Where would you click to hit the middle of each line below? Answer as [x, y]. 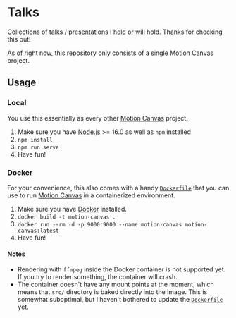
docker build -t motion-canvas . [67, 217]
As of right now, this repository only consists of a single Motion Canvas [110, 53]
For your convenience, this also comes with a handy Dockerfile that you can [118, 188]
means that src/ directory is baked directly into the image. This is [112, 292]
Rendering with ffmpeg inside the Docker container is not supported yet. [122, 269]
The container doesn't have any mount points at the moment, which [116, 285]
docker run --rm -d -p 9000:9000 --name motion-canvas [100, 224]
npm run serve [38, 147]
